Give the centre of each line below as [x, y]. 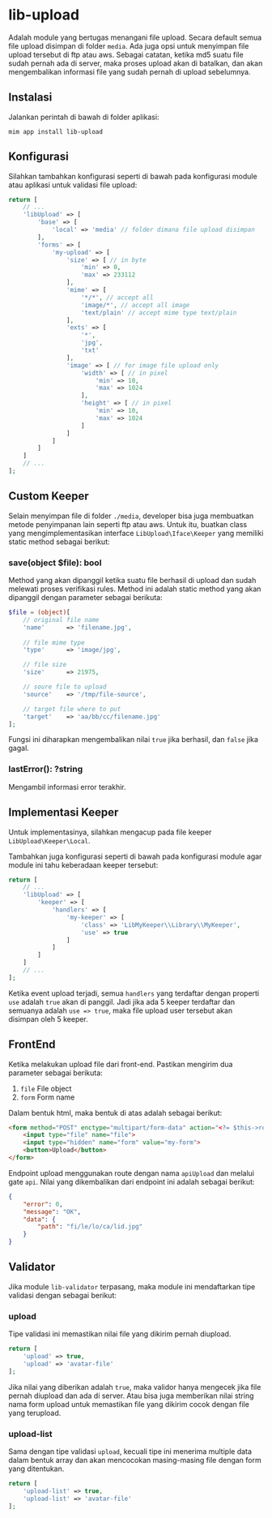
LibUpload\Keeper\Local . [49, 840]
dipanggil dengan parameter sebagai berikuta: [86, 598]
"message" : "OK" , [52, 1211]
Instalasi [30, 98]
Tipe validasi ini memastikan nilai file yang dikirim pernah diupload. [120, 1334]
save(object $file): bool [55, 563]
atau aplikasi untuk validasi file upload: [73, 185]
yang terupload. [35, 1413]
